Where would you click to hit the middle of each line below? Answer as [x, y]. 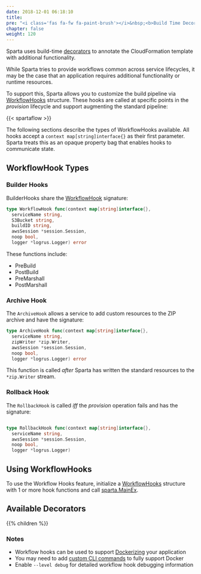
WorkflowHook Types [48, 168]
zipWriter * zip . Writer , [41, 342]
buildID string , [32, 226]
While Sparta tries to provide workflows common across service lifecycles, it [100, 69]
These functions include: [37, 254]
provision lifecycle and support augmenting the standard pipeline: [87, 106]
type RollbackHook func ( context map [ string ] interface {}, [79, 428]
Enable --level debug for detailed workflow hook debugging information [104, 565]
